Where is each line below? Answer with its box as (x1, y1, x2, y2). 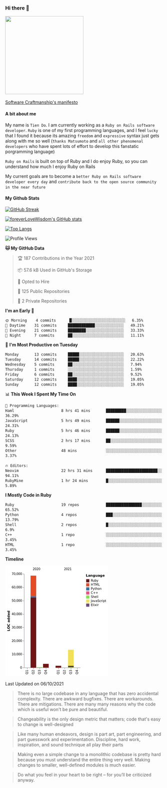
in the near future (5, 184, 46, 189)
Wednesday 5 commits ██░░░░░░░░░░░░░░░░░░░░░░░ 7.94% (5, 362, 142, 367)
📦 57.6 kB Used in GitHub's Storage (17, 267, 92, 273)
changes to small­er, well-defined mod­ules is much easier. (17, 762, 136, 768)
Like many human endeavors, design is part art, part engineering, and (17, 731, 161, 737)
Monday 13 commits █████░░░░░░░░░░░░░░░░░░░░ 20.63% (5, 352, 144, 357)
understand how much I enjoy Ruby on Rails (5, 163, 96, 169)
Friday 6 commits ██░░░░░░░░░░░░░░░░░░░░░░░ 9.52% (5, 372, 142, 377)
